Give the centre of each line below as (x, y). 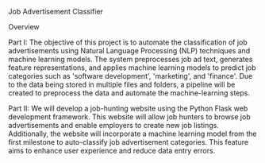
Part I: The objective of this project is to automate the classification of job (128, 42)
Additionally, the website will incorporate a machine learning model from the (132, 134)
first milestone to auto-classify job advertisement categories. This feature (128, 142)
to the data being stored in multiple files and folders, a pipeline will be (122, 84)
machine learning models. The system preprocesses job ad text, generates (131, 59)
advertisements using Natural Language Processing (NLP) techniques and (129, 50)
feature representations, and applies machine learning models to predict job (132, 68)
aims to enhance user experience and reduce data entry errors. (112, 151)
